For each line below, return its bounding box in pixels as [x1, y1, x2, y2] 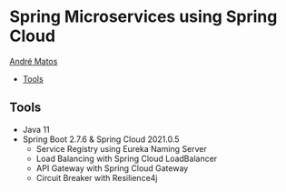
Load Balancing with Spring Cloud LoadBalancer [35, 153, 218, 164]
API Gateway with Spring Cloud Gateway [35, 162, 189, 174]
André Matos [9, 56, 58, 66]
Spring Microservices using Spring [9, 6, 278, 27]
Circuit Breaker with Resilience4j [35, 172, 158, 183]
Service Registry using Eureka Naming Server [35, 143, 207, 154]
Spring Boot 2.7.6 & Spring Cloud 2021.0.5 [22, 134, 180, 145]
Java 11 [22, 124, 50, 135]
